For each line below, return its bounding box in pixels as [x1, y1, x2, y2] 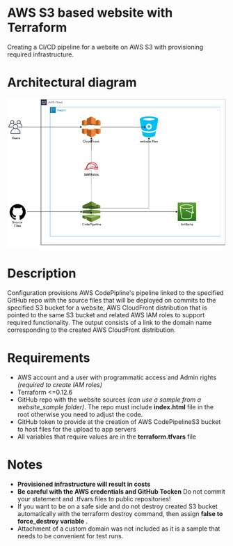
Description [7, 266, 77, 282]
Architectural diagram [7, 75, 137, 91]
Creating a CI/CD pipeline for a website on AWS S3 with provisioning [7, 43, 204, 51]
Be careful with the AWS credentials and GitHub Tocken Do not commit [17, 487, 226, 496]
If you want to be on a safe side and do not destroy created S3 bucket [17, 502, 218, 510]
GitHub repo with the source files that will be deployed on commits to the [7, 296, 217, 304]
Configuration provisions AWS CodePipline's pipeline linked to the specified [7, 288, 224, 297]
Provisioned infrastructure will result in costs [17, 480, 151, 488]
